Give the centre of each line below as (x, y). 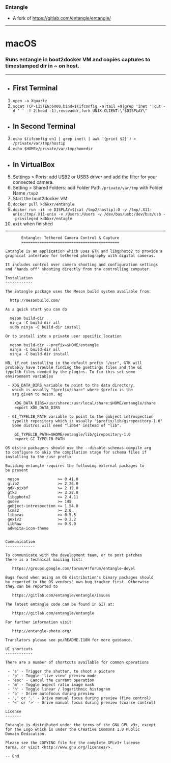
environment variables (29, 376)
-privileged (25, 219)
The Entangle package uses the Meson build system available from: (78, 292)
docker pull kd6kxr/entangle (44, 205)
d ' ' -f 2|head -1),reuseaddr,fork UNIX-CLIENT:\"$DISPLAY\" (80, 111)
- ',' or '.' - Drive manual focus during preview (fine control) (79, 698)
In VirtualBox (34, 164)
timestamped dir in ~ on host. (42, 66)
